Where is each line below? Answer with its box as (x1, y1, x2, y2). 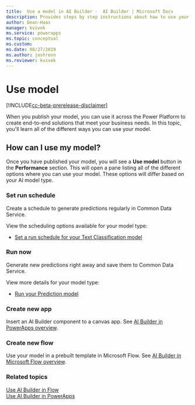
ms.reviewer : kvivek (6, 57, 57, 63)
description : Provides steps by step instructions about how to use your (6, 14, 190, 20)
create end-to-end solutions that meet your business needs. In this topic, (6, 119, 182, 126)
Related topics (6, 373, 48, 381)
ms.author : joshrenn (6, 52, 57, 58)
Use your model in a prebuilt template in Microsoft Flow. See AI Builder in (6, 352, 182, 359)
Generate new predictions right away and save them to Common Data (6, 261, 174, 268)
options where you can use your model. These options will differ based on (6, 171, 184, 178)
